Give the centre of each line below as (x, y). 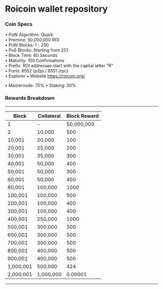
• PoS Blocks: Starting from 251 (37, 50)
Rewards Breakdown (30, 98)
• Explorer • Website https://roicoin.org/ (45, 76)
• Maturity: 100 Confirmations (35, 61)
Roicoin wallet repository (57, 9)
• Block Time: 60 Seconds (31, 55)
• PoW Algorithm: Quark (29, 35)
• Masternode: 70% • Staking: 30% (41, 86)
